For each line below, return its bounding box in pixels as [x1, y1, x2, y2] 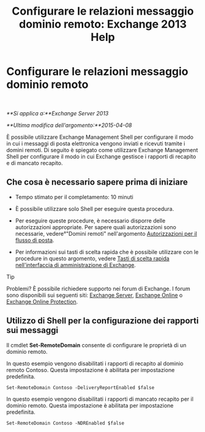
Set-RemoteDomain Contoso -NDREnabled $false [6, 420, 124, 426]
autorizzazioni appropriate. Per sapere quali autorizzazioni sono [15, 223, 176, 230]
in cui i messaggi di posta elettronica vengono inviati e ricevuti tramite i [6, 139, 185, 147]
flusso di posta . [15, 236, 54, 244]
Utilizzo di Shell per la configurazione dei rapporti [6, 316, 199, 326]
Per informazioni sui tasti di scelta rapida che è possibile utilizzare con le [15, 248, 199, 255]
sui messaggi [6, 325, 59, 335]
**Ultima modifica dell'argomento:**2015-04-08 [6, 121, 132, 129]
